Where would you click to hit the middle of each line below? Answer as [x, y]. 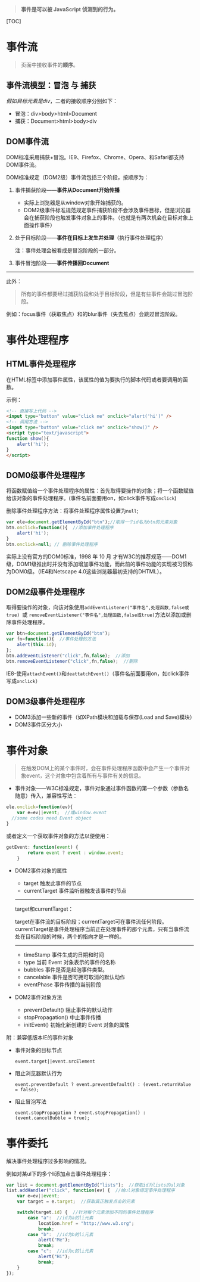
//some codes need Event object [52, 818]
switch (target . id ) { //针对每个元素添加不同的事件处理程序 [85, 1212]
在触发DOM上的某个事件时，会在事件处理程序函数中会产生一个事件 [103, 768]
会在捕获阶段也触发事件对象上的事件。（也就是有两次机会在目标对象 [106, 218]
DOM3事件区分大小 [38, 724]
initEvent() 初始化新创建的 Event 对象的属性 [76, 1025]
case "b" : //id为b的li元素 [60, 1234]
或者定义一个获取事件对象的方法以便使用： [58, 836]
